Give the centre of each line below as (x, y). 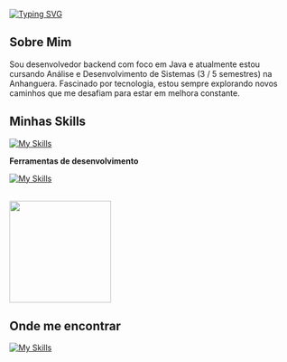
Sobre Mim (41, 42)
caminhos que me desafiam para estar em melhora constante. (125, 93)
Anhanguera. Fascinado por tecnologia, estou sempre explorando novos (143, 83)
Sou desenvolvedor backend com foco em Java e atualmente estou (134, 64)
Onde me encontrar (65, 326)
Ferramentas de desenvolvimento (74, 161)
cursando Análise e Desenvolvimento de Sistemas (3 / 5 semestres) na (141, 73)
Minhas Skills (48, 122)
